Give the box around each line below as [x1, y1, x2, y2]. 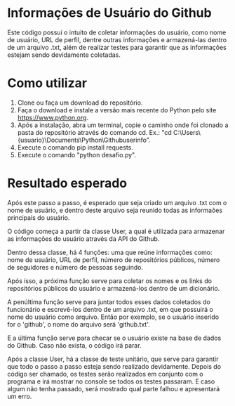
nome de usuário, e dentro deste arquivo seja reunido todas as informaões [7, 206, 223, 214]
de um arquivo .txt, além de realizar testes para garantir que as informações [7, 43, 227, 51]
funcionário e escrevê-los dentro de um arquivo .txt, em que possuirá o [7, 305, 214, 313]
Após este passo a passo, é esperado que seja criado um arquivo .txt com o [7, 198, 227, 207]
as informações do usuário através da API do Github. [7, 234, 160, 243]
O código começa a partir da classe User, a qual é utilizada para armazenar [7, 227, 225, 235]
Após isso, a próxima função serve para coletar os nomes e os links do [7, 276, 213, 285]
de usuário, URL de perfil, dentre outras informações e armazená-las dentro [7, 35, 227, 44]
